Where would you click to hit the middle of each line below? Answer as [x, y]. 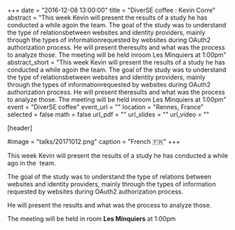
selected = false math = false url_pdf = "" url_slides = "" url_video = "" [108, 114]
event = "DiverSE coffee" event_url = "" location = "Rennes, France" [106, 107]
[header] [20, 128]
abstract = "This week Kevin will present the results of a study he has [107, 18]
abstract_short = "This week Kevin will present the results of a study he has [116, 62]
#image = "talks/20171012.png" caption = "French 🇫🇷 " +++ [94, 142]
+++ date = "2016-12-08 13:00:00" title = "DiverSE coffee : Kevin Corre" [112, 10]
